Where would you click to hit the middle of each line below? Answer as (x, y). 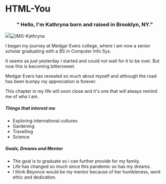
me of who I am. (22, 97)
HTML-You (28, 9)
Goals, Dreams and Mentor (34, 149)
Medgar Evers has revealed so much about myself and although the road (81, 76)
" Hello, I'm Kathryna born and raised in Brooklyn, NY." (85, 25)
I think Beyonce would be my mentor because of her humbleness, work (87, 172)
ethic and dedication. (35, 177)
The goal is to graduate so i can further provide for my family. (76, 161)
